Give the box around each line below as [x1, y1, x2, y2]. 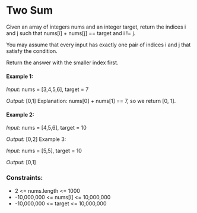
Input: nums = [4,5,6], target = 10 [6, 124, 87, 131]
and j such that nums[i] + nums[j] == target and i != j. [6, 29, 136, 36]
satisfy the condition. [6, 47, 58, 54]
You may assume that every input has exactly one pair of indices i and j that [6, 41, 191, 48]
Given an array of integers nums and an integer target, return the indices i [6, 23, 186, 30]
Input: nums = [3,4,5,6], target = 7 [6, 86, 89, 93]
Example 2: [6, 111, 34, 118]
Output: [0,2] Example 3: [6, 136, 66, 143]
